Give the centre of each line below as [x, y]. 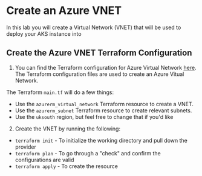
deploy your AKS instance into [44, 33]
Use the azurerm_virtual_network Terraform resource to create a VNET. [104, 104]
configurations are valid [44, 160]
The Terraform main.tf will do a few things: [60, 92]
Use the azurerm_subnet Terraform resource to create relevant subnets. [103, 110]
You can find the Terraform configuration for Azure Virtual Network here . [106, 67]
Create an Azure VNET [64, 11]
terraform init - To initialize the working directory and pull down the [101, 140]
